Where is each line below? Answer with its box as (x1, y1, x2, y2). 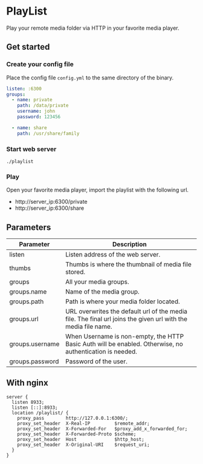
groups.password (9, 357, 59, 366)
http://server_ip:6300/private (14, 198, 88, 206)
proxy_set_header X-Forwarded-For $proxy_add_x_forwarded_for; (17, 426, 188, 432)
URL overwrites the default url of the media (65, 308, 187, 316)
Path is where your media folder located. (65, 297, 180, 306)
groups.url (9, 315, 39, 323)
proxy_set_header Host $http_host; (17, 436, 145, 442)
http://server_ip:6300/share (14, 204, 85, 212)
